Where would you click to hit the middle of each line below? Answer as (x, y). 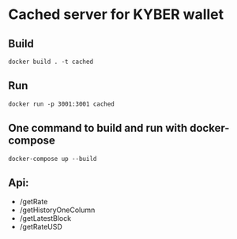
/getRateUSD (41, 227)
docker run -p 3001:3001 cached (61, 104)
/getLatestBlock (45, 218)
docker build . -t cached (51, 62)
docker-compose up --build (53, 159)
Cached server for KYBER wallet (116, 15)
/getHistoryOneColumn (57, 210)
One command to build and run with (98, 128)
